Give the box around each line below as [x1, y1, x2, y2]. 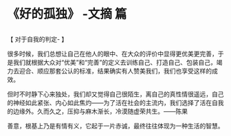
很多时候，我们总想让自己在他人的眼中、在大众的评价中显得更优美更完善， [7, 49, 218, 58]
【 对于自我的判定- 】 [7, 35, 68, 43]
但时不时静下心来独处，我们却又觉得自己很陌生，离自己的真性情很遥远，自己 [7, 90, 224, 98]
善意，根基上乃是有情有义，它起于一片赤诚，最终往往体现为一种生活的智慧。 [7, 122, 224, 130]
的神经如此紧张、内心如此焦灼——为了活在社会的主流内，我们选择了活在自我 [7, 98, 224, 106]
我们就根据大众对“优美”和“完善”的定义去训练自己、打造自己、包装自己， [12, 58, 217, 66]
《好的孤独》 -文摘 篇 [7, 6, 127, 22]
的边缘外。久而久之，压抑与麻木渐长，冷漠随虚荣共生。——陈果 [7, 107, 188, 115]
